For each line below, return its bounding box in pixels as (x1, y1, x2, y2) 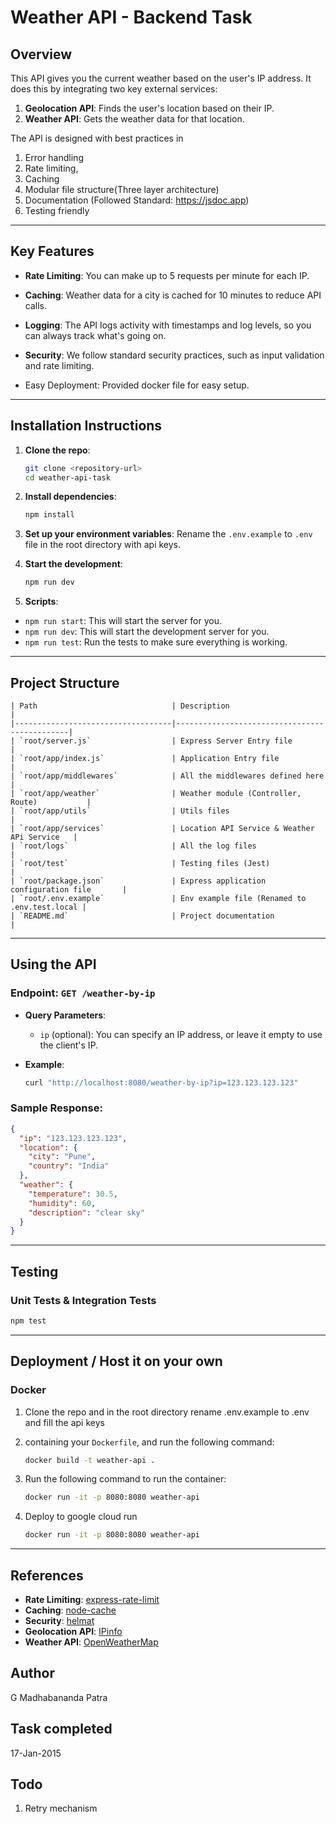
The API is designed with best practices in (10, 132, 184, 144)
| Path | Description (10, 701, 230, 711)
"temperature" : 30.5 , (28, 1189, 118, 1199)
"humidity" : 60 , (28, 1198, 97, 1208)
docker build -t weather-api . (24, 1455, 156, 1465)
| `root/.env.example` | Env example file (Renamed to (10, 893, 307, 903)
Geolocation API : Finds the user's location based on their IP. (24, 102, 275, 114)
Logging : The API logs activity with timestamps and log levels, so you (24, 319, 312, 331)
